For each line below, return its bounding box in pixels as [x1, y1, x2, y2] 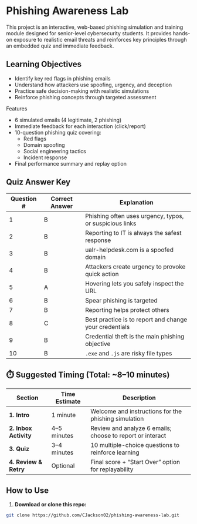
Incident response [23, 154, 67, 161]
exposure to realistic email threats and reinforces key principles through [13, 36, 187, 43]
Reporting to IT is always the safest [84, 229, 182, 237]
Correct [50, 194, 73, 203]
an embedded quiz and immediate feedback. [6, 42, 114, 49]
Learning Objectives [6, 59, 82, 69]
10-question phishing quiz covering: [14, 129, 101, 136]
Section [16, 394, 39, 402]
